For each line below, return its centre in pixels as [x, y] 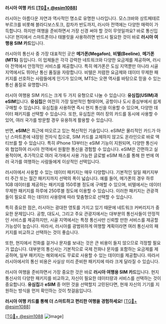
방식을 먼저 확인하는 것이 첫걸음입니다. [55, 291]
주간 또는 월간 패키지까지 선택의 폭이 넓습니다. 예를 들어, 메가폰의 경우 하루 [82, 178]
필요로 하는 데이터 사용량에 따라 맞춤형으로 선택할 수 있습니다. [74, 197]
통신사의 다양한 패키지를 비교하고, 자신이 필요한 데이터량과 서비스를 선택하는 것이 [83, 278]
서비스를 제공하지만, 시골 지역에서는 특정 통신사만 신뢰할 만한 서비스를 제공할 [84, 220]
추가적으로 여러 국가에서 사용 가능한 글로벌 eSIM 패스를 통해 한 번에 [89, 155]
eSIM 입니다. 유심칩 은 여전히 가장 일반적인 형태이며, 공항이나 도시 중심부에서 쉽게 [83, 101]
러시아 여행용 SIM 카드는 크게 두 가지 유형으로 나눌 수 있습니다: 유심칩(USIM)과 [82, 95]
